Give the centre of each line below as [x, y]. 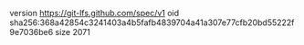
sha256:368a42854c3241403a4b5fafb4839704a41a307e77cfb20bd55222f [152, 22]
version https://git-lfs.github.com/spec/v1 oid [94, 13]
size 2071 [73, 32]
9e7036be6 [31, 32]
